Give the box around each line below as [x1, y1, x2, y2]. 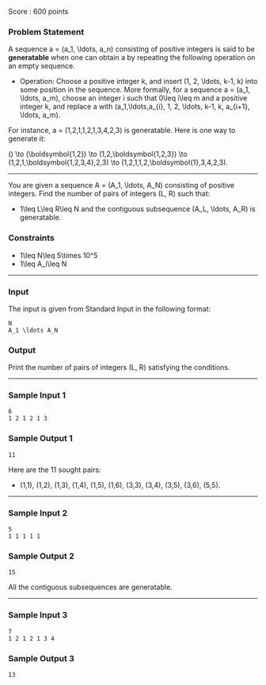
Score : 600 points [8, 7, 69, 16]
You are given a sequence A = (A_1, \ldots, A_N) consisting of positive [8, 181, 235, 190]
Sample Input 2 [8, 507, 67, 518]
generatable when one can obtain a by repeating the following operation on [8, 53, 256, 63]
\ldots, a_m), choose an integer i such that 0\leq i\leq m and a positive [19, 93, 248, 103]
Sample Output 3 [8, 653, 75, 664]
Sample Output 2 [8, 550, 74, 561]
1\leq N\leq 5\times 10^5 [19, 250, 98, 260]
